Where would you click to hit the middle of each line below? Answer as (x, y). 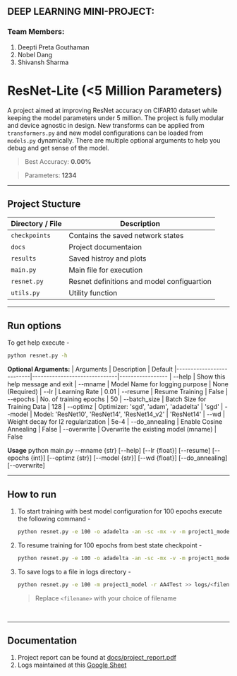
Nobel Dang (35, 54)
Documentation (42, 640)
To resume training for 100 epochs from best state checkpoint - (110, 545)
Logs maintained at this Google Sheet (72, 665)
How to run (32, 494)
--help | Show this (199, 376)
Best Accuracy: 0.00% (58, 161)
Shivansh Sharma (43, 62)
